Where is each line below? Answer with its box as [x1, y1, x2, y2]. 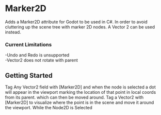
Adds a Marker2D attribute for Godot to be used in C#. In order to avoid [5, 19, 148, 25]
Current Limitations [5, 41, 52, 48]
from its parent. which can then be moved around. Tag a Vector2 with [5, 95, 144, 101]
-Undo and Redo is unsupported [5, 52, 69, 58]
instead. [5, 29, 21, 35]
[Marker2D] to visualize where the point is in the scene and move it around [5, 100, 154, 105]
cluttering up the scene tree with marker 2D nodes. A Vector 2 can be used [5, 24, 155, 29]
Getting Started [5, 71, 53, 80]
